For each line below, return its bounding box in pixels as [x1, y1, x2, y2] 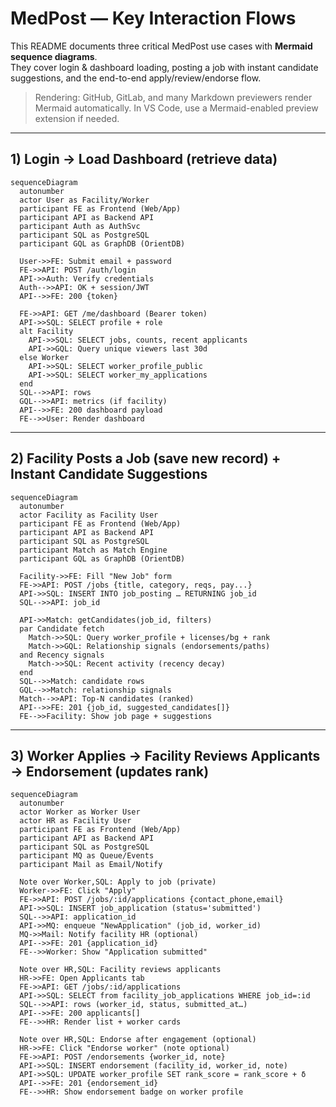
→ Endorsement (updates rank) [10, 763, 210, 780]
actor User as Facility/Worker [19, 195, 150, 205]
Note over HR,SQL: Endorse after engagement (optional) [19, 1035, 257, 1045]
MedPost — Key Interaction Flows [10, 7, 297, 30]
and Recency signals [19, 650, 105, 660]
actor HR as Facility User [19, 816, 132, 826]
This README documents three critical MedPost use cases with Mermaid [10, 40, 313, 52]
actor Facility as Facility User [19, 510, 159, 520]
